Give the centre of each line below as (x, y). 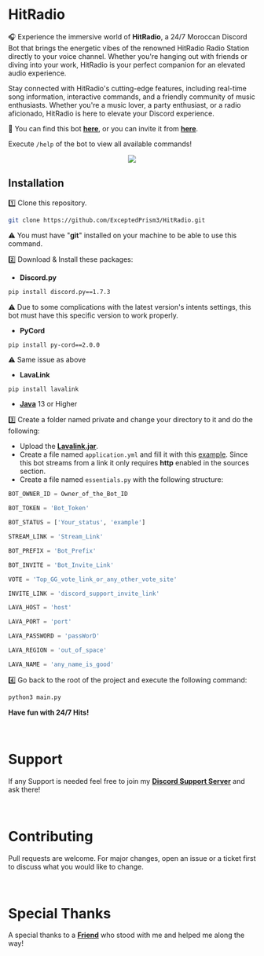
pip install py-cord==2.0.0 (54, 345)
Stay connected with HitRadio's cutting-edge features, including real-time (128, 88)
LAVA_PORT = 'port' (40, 622)
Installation (36, 184)
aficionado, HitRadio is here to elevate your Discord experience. (111, 113)
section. (33, 471)
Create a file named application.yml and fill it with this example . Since (134, 454)
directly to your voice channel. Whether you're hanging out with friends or (128, 56)
